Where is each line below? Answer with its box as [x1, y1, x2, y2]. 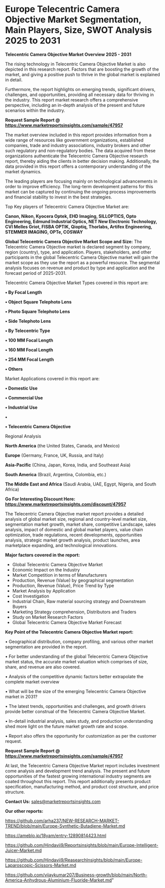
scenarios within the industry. [5, 107, 65, 113]
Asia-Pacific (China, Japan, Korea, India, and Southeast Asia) [5, 462, 131, 468]
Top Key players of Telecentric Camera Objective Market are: [5, 203, 129, 209]
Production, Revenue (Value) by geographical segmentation [12, 577, 134, 583]
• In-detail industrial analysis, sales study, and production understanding [5, 718, 153, 724]
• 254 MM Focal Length [5, 356, 54, 362]
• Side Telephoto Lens [5, 318, 51, 324]
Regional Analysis [5, 433, 41, 439]
